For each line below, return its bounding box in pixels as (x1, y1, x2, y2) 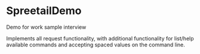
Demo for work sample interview (6, 23, 87, 31)
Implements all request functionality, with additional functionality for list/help (6, 35, 194, 42)
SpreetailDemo (6, 4, 82, 18)
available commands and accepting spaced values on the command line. (6, 41, 185, 48)
